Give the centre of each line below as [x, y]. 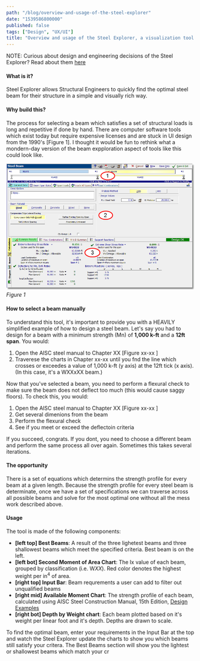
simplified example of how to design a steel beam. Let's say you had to [94, 328]
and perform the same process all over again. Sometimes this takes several [99, 445]
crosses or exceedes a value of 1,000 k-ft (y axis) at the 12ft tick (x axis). [104, 365]
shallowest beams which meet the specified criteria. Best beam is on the [104, 549]
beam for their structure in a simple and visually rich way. [77, 96]
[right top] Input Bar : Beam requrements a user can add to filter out [98, 582]
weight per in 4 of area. [43, 575]
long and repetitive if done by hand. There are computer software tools [94, 129]
